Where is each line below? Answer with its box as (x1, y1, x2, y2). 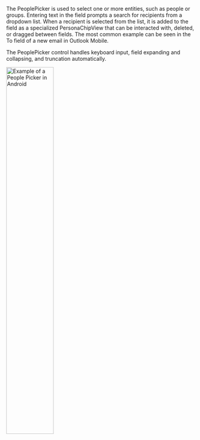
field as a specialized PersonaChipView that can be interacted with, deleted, (6, 24, 195, 31)
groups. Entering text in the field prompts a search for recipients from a (6, 11, 183, 19)
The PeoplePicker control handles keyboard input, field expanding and (6, 49, 181, 56)
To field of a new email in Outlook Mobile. (6, 37, 109, 44)
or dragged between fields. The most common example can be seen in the (6, 31, 191, 38)
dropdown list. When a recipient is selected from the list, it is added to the (6, 18, 189, 25)
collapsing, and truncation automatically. (6, 55, 107, 62)
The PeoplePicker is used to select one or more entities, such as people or (6, 5, 190, 12)
